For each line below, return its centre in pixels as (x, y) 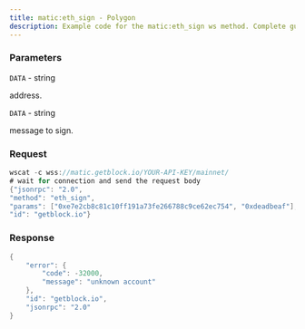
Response (32, 238)
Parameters (35, 58)
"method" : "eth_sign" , (52, 198)
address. (26, 95)
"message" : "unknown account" (99, 282)
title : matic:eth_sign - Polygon (73, 18)
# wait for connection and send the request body (105, 181)
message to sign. (42, 130)
